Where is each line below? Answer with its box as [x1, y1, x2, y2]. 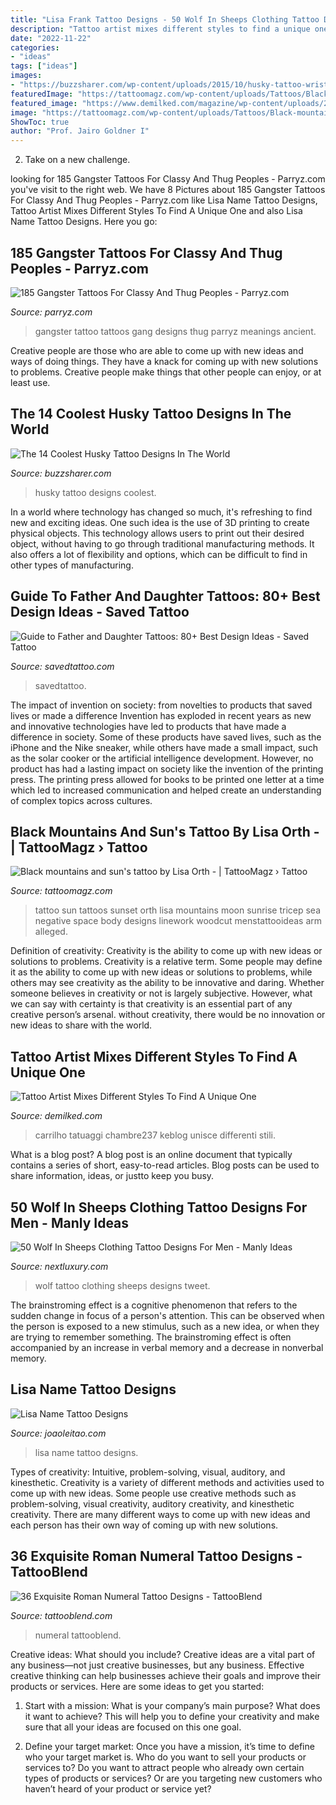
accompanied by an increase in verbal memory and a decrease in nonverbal [10, 1342, 324, 1353]
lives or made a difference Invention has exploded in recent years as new [10, 709, 312, 721]
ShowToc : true [10, 117, 70, 127]
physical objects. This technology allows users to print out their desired [10, 527, 305, 539]
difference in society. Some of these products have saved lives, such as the [10, 731, 322, 743]
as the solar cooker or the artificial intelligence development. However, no [10, 752, 314, 764]
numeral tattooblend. [34, 1629, 122, 1641]
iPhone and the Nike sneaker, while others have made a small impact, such [10, 741, 318, 753]
